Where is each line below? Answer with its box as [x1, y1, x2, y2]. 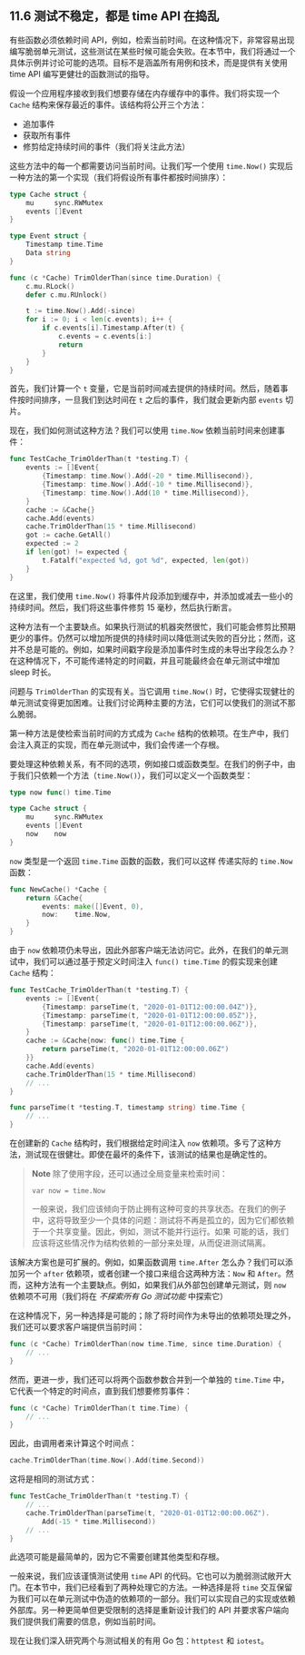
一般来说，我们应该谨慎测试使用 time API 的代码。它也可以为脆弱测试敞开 [9, 1571, 284, 1581]
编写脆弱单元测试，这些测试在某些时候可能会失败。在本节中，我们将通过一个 [9, 45, 296, 56]
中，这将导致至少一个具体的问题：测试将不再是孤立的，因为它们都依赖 [31, 1215, 295, 1226]
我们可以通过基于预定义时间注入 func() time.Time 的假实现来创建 [33, 956, 279, 967]
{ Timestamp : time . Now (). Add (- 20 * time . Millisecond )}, [42, 471, 254, 481]
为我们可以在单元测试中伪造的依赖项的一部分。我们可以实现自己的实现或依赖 [9, 1593, 296, 1604]
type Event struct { [9, 232, 88, 241]
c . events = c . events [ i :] [57, 332, 152, 341]
